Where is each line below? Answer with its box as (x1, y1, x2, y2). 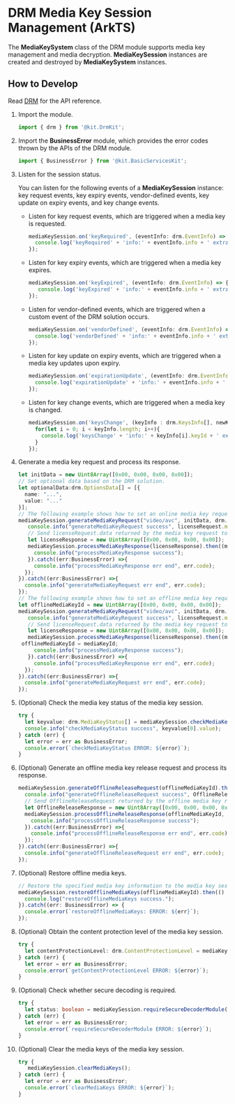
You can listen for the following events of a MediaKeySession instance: (17, 183, 224, 192)
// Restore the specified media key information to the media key (17, 882, 215, 889)
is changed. (28, 406, 63, 414)
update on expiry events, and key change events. (17, 198, 160, 207)
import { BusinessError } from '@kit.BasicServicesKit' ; (17, 157, 188, 164)
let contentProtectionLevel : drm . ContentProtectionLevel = (24, 947, 200, 954)
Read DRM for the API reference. (8, 96, 102, 105)
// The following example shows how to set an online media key (17, 510, 209, 517)
